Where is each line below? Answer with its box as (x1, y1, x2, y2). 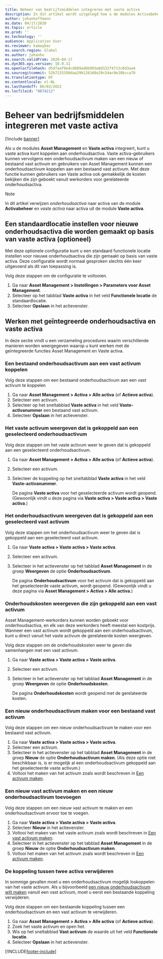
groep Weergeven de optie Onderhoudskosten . (12, 681, 109, 687)
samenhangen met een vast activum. (5, 647, 79, 653)
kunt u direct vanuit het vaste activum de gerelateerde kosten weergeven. (5, 633, 152, 639)
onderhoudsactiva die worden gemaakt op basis (5, 227, 154, 236)
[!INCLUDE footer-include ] (5, 949, 57, 955)
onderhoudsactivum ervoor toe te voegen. (5, 810, 90, 816)
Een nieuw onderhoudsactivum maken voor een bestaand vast (5, 708, 156, 715)
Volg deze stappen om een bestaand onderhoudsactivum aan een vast (5, 377, 147, 383)
